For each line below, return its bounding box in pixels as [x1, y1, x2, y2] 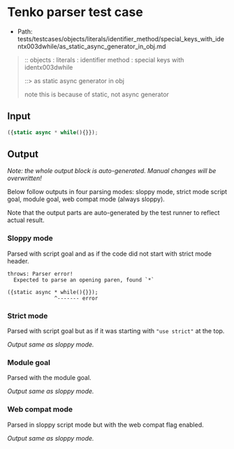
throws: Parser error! [7, 270, 73, 277]
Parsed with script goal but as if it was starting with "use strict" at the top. [7, 327, 225, 335]
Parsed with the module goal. [7, 374, 92, 382]
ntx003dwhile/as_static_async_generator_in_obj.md [17, 42, 166, 50]
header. [7, 256, 29, 265]
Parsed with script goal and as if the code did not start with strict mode [7, 249, 212, 258]
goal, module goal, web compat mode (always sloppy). [7, 195, 166, 203]
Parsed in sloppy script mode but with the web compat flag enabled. [7, 420, 204, 429]
